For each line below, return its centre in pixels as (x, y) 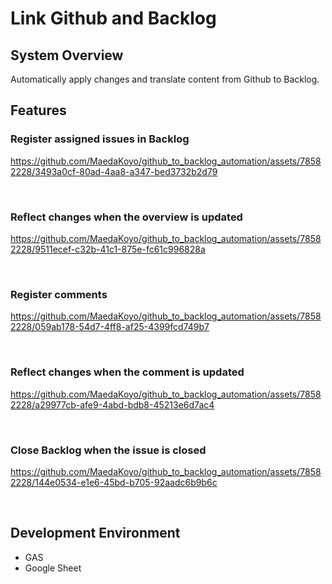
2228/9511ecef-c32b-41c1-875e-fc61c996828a (108, 249)
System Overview (67, 55)
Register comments (59, 294)
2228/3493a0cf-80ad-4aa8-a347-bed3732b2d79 (114, 171)
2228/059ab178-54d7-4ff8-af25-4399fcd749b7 (110, 327)
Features (38, 110)
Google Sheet (53, 568)
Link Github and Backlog (113, 18)
